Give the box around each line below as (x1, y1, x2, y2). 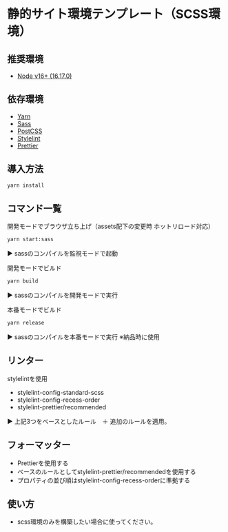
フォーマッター (7, 439, 71, 451)
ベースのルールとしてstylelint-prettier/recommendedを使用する (17, 467, 196, 475)
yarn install (7, 182, 45, 189)
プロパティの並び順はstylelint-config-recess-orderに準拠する (17, 476, 191, 484)
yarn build (7, 278, 39, 285)
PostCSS (17, 127, 43, 135)
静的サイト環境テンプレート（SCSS (7, 6, 209, 22)
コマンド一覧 (7, 203, 62, 214)
